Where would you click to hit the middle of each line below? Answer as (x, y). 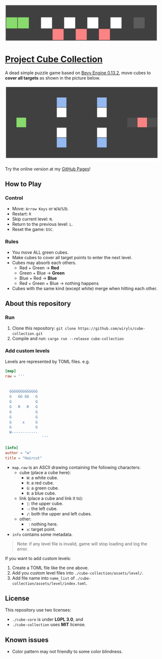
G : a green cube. (43, 488)
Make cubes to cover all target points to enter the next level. (72, 257)
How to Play (24, 184)
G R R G (24, 407)
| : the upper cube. (45, 503)
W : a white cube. (42, 478)
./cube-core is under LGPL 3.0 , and (48, 619)
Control (14, 198)
